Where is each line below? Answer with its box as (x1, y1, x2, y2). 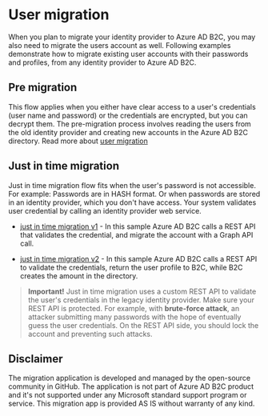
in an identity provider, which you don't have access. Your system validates (8, 198, 257, 207)
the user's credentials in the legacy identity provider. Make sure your (27, 294, 254, 305)
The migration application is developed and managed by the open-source (8, 374, 251, 383)
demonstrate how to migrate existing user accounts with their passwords (8, 49, 249, 58)
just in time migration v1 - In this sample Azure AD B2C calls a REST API (19, 222, 256, 231)
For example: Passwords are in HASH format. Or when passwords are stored (8, 189, 261, 198)
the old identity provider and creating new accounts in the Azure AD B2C (8, 127, 248, 137)
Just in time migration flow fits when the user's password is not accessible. (8, 180, 256, 190)
